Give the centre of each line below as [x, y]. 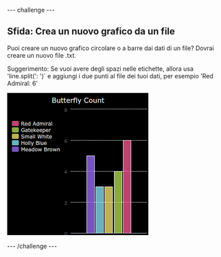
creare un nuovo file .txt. [42, 55]
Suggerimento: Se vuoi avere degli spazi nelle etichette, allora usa [101, 69]
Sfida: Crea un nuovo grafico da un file [91, 31]
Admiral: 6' [23, 83]
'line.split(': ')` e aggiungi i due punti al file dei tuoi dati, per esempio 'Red [110, 76]
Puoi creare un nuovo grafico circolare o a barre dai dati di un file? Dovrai [110, 48]
